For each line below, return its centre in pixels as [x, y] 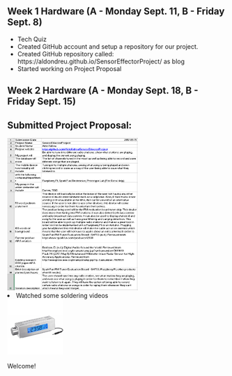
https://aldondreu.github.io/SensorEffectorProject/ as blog [101, 61]
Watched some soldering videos [62, 296]
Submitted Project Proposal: [70, 125]
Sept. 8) [25, 23]
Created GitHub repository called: [65, 54]
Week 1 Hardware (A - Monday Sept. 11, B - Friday [116, 11]
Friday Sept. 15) [42, 101]
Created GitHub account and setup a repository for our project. [108, 46]
